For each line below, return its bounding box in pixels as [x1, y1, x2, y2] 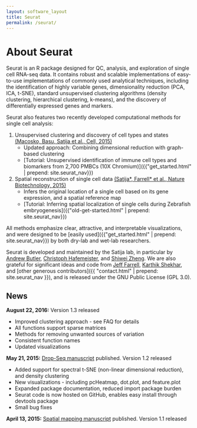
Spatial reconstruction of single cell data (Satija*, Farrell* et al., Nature [14, 176, 185, 183]
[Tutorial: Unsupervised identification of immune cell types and [23, 157, 177, 164]
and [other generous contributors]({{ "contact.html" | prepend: [6, 267, 158, 275]
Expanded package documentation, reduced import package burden [14, 385, 182, 392]
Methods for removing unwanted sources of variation [14, 330, 145, 338]
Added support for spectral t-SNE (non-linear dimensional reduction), [14, 366, 184, 373]
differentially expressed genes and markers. [6, 102, 113, 109]
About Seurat [6, 45, 73, 59]
